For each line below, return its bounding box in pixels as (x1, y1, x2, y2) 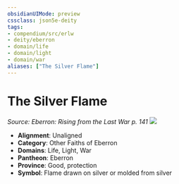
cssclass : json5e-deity (7, 17, 78, 24)
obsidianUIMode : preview (7, 10, 80, 18)
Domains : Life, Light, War (17, 146, 92, 154)
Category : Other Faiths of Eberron (17, 138, 118, 147)
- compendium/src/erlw (7, 30, 74, 37)
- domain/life (7, 43, 49, 50)
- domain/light (7, 50, 52, 57)
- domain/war (7, 56, 46, 63)
